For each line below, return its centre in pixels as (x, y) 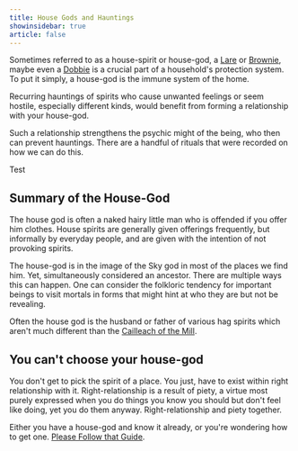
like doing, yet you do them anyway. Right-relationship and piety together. (146, 410)
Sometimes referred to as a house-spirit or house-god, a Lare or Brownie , (145, 60)
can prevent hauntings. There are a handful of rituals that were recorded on (149, 143)
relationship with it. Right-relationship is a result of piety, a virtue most (139, 391)
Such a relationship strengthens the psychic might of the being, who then (145, 133)
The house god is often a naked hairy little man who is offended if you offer (148, 220)
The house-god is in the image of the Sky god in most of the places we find (149, 266)
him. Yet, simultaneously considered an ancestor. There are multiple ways (146, 275)
